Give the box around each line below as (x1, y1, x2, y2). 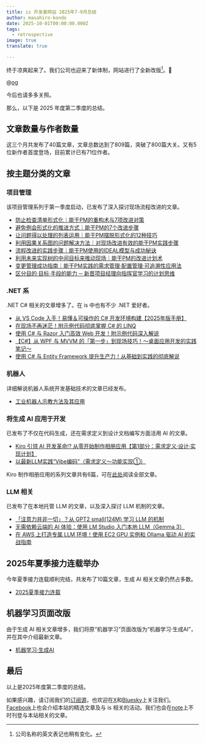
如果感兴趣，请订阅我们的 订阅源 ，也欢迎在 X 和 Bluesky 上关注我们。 (6, 696, 174, 703)
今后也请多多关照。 (6, 91, 55, 98)
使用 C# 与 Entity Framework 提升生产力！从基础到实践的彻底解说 (15, 353, 180, 360)
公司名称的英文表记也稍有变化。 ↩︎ (15, 730, 102, 737)
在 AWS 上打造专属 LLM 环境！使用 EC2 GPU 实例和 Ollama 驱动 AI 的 (15, 531, 190, 538)
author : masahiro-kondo (6, 15, 67, 21)
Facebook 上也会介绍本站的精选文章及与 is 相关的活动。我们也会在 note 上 (6, 704, 189, 711)
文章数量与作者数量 (6, 124, 79, 134)
